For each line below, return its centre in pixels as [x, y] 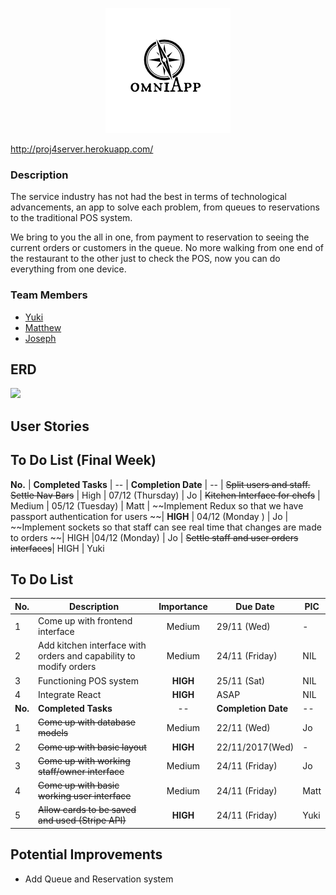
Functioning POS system [88, 680]
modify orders [67, 667]
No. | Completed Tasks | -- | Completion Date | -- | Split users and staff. [160, 484]
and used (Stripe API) [82, 820]
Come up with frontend [85, 621]
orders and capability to [87, 656]
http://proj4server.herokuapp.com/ [82, 149]
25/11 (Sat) [241, 680]
